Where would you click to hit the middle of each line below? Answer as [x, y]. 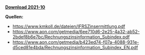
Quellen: [14, 17]
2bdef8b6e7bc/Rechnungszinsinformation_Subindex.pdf [71, 37]
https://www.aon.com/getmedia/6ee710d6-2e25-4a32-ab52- [76, 31]
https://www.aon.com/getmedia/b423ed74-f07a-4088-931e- [76, 42]
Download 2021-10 [25, 7]
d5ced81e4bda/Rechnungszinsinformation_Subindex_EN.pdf [75, 47]
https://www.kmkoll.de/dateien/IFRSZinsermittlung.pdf [69, 26]
